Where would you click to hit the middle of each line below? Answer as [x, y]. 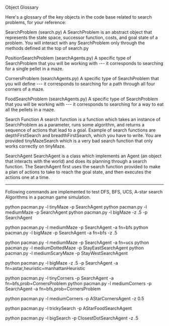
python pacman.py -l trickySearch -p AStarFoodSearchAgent [69, 308]
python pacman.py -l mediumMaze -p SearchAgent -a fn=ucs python [77, 242]
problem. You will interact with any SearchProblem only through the [75, 43]
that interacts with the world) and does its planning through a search [76, 161]
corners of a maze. [25, 89]
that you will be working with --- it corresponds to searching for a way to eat [84, 104]
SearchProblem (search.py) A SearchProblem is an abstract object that [79, 32]
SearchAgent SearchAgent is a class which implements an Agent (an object [83, 156]
